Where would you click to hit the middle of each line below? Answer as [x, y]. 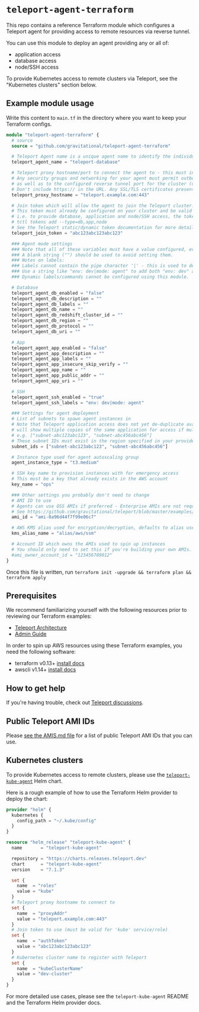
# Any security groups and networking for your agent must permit [95, 178]
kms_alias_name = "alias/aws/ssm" [54, 534]
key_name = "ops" [33, 484]
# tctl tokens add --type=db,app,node [60, 222]
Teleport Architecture [41, 628]
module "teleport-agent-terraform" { [53, 135]
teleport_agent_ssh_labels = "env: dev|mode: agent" [78, 403]
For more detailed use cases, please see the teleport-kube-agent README [97, 996]
